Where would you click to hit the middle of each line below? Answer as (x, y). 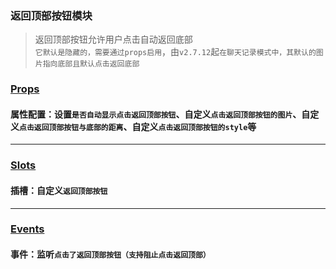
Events (27, 229)
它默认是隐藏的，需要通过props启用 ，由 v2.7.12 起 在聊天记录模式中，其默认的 (175, 52)
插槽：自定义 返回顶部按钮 (59, 190)
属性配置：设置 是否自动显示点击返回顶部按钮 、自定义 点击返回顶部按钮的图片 (151, 114)
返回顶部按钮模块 (51, 15)
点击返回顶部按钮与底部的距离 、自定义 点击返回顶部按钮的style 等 (138, 126)
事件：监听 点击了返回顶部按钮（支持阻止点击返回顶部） (110, 254)
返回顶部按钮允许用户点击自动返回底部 (113, 39)
